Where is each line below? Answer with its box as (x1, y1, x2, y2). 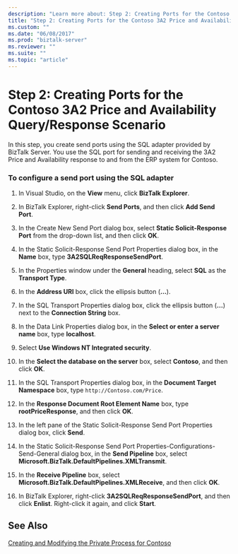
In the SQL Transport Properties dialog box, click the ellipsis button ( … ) (18, 301, 225, 310)
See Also (8, 520, 48, 532)
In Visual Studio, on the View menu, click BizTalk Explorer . (18, 189, 190, 197)
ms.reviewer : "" (8, 43, 56, 50)
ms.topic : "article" (8, 57, 69, 64)
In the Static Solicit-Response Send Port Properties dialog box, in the (18, 244, 218, 253)
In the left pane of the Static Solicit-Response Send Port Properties (18, 420, 213, 429)
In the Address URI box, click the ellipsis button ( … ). (18, 287, 171, 295)
